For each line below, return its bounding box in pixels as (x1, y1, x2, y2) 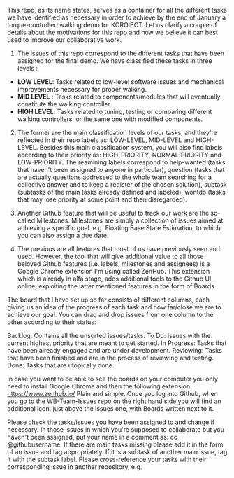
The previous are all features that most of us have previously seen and (17, 245, 221, 253)
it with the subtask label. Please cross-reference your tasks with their (7, 455, 207, 463)
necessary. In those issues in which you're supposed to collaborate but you (7, 426, 225, 433)
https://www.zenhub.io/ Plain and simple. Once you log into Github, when (7, 390, 219, 398)
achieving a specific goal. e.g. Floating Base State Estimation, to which (17, 224, 221, 232)
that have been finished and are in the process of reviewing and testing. (7, 353, 214, 362)
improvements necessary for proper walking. (17, 85, 147, 93)
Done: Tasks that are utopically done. (7, 361, 115, 370)
